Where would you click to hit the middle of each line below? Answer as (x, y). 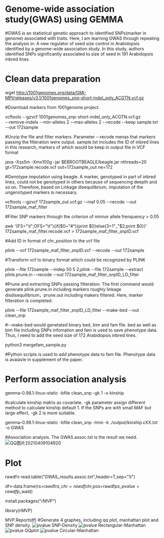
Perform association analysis (66, 379)
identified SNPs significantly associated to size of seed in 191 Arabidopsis (79, 54)
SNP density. (18, 525)
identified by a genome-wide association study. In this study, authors (75, 49)
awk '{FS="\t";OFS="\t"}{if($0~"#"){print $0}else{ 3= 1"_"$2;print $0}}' (76, 226)
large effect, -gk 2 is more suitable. (40, 413)
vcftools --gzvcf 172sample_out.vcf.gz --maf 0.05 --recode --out (71, 202)
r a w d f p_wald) (19, 491)
